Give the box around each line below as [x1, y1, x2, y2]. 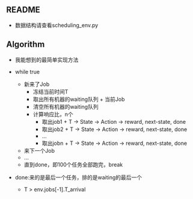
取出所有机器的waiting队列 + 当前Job [32, 96, 125, 103]
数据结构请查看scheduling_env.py [14, 21, 99, 29]
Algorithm [6, 39, 45, 50]
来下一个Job [23, 147, 55, 154]
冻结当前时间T [32, 88, 69, 95]
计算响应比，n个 [32, 111, 73, 118]
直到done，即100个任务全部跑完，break [23, 161, 123, 168]
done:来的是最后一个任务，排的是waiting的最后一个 [14, 174, 142, 181]
